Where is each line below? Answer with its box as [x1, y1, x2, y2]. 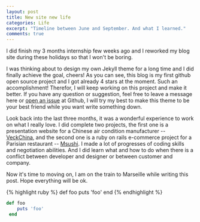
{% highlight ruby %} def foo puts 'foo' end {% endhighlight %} [6, 189, 163, 196]
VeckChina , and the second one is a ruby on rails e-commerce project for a [6, 134, 192, 141]
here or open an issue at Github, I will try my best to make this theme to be [6, 97, 190, 104]
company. [6, 159, 31, 166]
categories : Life [6, 20, 50, 26]
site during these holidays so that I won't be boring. [6, 54, 133, 61]
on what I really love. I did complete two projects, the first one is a [6, 121, 169, 128]
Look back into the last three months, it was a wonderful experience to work [6, 115, 194, 122]
